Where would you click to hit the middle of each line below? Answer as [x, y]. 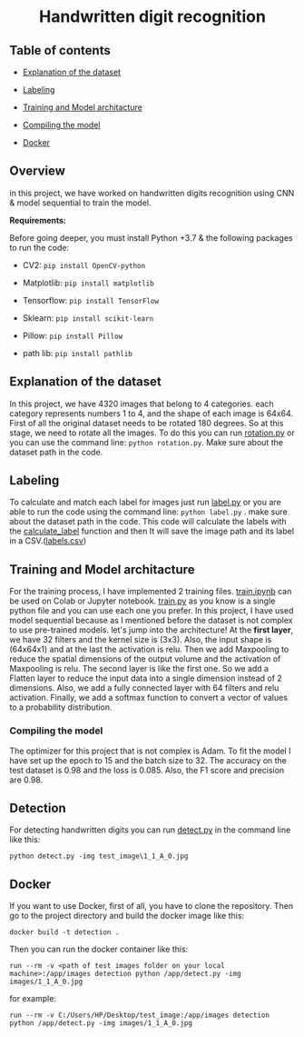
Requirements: [38, 220]
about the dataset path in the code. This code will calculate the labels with [148, 522]
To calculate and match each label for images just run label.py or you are [145, 503]
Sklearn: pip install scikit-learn [88, 318]
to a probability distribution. [61, 707]
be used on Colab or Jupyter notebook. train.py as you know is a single [142, 601]
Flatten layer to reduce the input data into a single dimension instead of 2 [146, 678]
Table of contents [60, 50]
